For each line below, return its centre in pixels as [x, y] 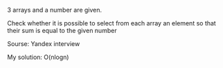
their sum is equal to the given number [62, 31]
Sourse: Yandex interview [44, 44]
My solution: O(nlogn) [38, 57]
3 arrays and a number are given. [55, 10]
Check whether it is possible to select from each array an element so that [111, 23]
